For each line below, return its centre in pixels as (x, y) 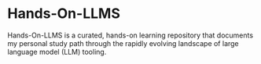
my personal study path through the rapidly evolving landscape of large (123, 43)
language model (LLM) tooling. (57, 52)
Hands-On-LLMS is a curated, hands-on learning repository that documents (130, 35)
